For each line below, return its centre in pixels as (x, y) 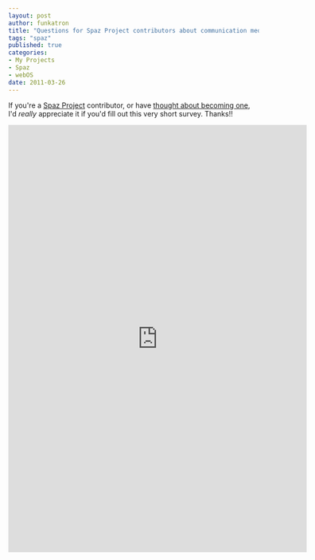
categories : (28, 53)
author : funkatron (39, 23)
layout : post (30, 16)
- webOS (21, 75)
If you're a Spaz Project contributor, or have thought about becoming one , (129, 105)
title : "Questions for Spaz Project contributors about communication (128, 30)
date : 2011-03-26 (37, 82)
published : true (35, 45)
